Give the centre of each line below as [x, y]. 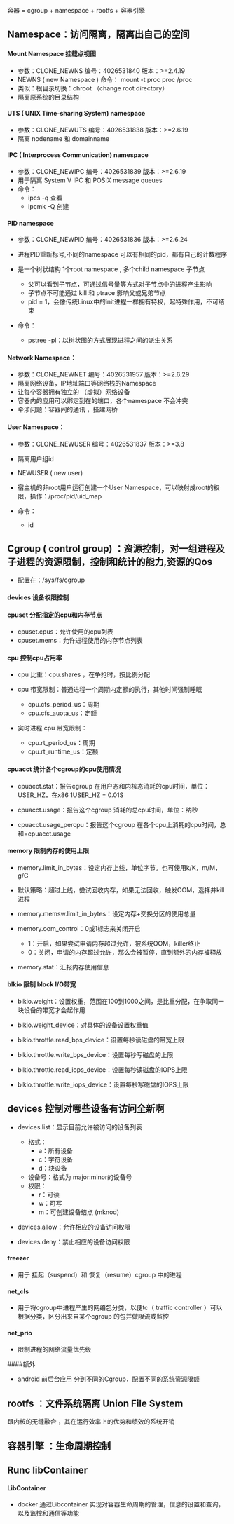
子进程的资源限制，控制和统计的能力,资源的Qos [110, 562]
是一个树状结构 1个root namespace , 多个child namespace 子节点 [111, 269]
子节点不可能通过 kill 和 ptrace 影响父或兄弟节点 [97, 293]
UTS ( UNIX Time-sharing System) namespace [76, 114]
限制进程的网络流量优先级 [54, 1349]
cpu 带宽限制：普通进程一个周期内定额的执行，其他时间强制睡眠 [110, 690]
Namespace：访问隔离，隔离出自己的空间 [99, 35]
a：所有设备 [56, 1150]
